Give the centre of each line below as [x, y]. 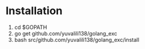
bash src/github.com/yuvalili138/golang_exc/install [77, 40]
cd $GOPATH [31, 27]
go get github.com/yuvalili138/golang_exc [66, 33]
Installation [34, 11]
